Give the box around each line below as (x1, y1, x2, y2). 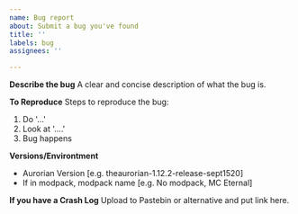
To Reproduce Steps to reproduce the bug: (9, 96, 169, 108)
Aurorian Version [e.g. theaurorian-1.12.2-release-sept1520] (22, 168, 244, 179)
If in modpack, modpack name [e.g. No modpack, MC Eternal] (22, 177, 253, 189)
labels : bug (9, 38, 54, 48)
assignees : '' (9, 47, 63, 56)
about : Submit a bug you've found (9, 22, 140, 31)
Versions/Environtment (9, 150, 99, 162)
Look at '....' (22, 123, 66, 135)
